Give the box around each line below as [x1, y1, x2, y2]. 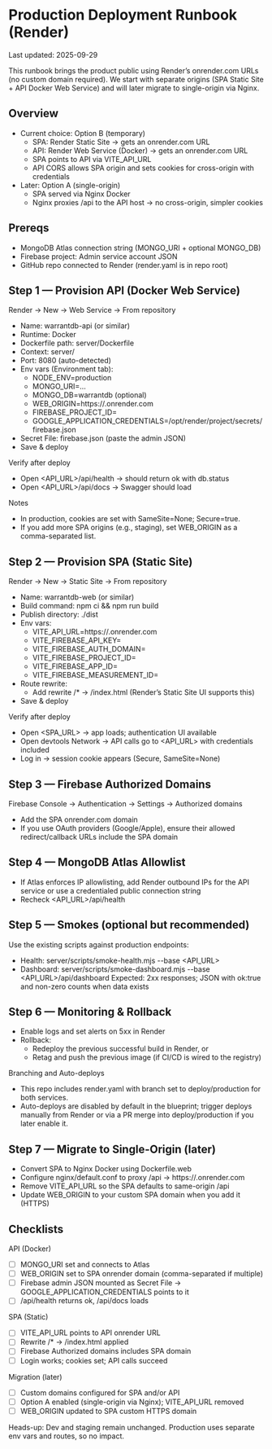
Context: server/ [19, 347, 76, 357]
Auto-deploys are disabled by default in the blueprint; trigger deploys [19, 1101, 253, 1111]
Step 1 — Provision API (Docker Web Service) [8, 283, 241, 297]
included [19, 745, 50, 755]
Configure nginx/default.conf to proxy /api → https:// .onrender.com [19, 1173, 245, 1183]
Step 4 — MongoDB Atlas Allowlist [8, 855, 186, 869]
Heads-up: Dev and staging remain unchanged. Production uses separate [8, 1422, 255, 1432]
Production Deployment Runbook [8, 6, 238, 24]
